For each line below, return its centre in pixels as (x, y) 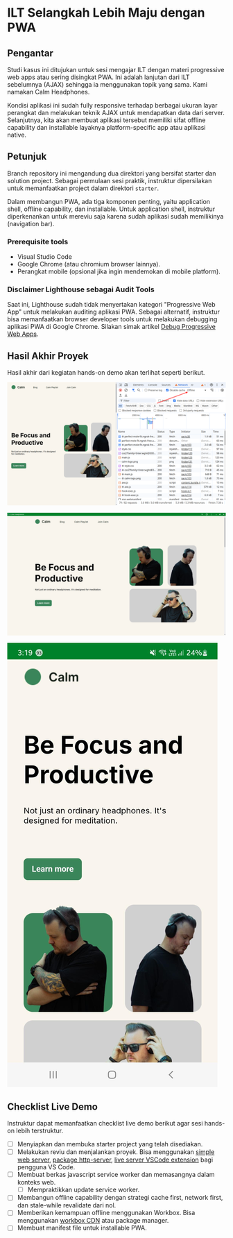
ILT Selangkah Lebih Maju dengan (106, 13)
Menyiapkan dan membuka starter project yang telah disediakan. (110, 1144)
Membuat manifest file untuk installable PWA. (82, 1228)
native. (17, 135)
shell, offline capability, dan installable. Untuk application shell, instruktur (111, 209)
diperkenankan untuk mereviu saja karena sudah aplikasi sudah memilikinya (115, 216)
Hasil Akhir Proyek (48, 356)
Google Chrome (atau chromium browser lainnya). (89, 264)
